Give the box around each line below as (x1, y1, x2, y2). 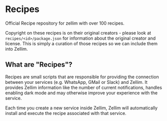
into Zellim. (5, 46, 28, 52)
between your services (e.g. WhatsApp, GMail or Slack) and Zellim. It (5, 79, 148, 85)
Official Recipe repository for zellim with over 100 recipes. (5, 20, 124, 26)
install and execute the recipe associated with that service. (5, 110, 127, 116)
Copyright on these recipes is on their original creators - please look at (5, 30, 151, 36)
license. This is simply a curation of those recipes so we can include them (5, 40, 158, 46)
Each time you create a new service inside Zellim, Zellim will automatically (5, 104, 158, 111)
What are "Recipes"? (5, 60, 73, 69)
